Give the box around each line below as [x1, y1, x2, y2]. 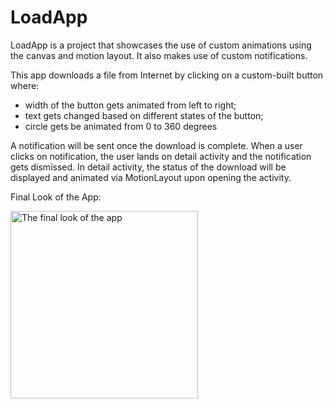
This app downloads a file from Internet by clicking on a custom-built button [10, 69, 324, 81]
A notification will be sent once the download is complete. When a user [10, 139, 303, 151]
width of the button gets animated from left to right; [24, 99, 237, 111]
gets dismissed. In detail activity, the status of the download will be [10, 161, 287, 173]
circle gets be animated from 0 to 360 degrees [24, 120, 218, 132]
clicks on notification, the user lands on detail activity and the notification [10, 150, 312, 162]
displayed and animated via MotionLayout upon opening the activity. [10, 171, 292, 183]
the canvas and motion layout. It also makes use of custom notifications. [10, 49, 308, 61]
